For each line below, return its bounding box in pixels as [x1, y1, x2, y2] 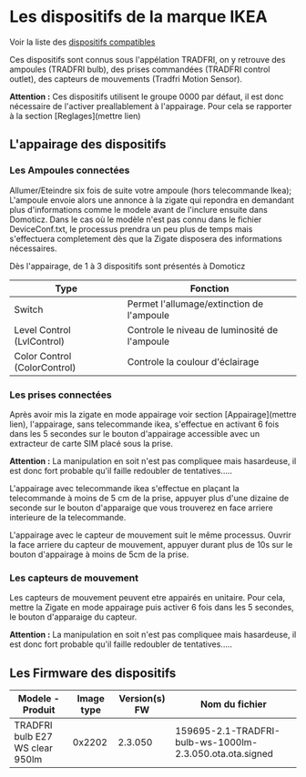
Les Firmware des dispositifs [9, 665, 177, 681]
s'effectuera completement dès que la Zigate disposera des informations [9, 233, 282, 244]
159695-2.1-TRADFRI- [174, 725, 280, 738]
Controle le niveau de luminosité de [127, 323, 279, 336]
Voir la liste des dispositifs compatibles [9, 36, 156, 47]
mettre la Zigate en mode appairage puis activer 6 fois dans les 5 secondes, [9, 602, 294, 613]
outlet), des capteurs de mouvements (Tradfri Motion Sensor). [9, 73, 243, 84]
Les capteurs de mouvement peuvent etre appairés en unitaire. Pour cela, [9, 592, 285, 603]
